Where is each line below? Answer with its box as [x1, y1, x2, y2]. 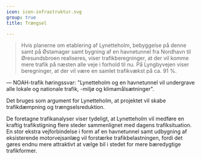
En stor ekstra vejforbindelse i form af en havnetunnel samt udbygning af [6, 128, 188, 136]
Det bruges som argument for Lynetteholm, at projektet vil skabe [6, 97, 167, 104]
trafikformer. [6, 147, 37, 154]
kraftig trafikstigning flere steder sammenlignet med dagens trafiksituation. [6, 122, 192, 129]
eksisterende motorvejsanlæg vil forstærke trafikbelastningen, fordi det [6, 134, 183, 142]
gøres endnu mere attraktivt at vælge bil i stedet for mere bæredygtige [6, 141, 182, 148]
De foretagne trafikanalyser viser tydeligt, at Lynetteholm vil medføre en [6, 115, 185, 122]
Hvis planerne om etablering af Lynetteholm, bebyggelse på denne [20, 42, 187, 49]
